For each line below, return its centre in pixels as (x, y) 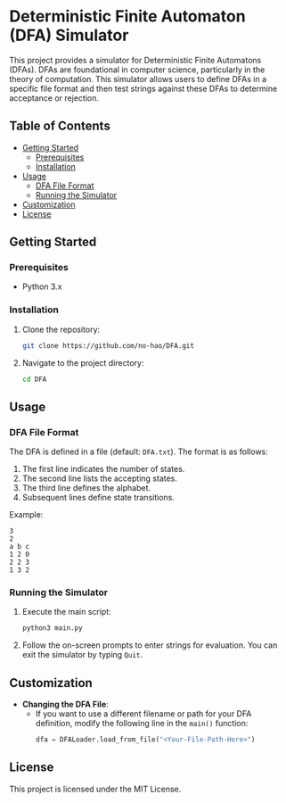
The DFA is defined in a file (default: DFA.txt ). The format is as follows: (139, 451)
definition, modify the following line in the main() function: (142, 724)
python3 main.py (52, 628)
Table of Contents (60, 126)
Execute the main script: (66, 612)
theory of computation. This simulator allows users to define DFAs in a (138, 79)
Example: (26, 515)
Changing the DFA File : (65, 704)
